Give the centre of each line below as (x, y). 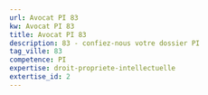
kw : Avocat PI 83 (42, 26)
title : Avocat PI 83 (48, 34)
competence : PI (38, 60)
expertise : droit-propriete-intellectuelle (93, 69)
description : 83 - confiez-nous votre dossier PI (105, 43)
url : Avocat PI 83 (44, 18)
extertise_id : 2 (40, 77)
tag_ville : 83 (36, 52)
